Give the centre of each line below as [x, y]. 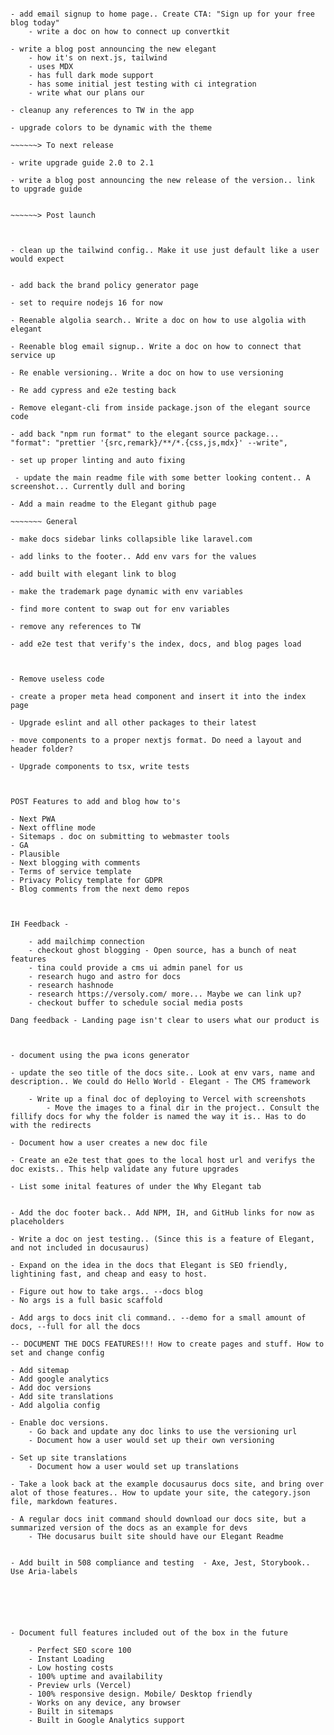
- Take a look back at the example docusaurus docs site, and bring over [167, 1484]
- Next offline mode [53, 828]
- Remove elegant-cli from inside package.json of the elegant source [160, 408]
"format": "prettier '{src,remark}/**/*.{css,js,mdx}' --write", [149, 443]
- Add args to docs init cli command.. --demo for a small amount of [158, 1318]
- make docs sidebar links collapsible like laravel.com [131, 539]
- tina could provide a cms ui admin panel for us [136, 968]
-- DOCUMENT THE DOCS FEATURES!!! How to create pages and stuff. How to [167, 1344]
